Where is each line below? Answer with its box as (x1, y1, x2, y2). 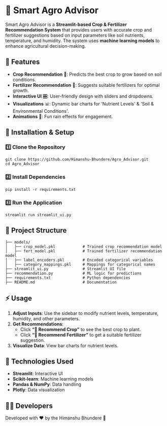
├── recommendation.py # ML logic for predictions (5, 271, 142, 276)
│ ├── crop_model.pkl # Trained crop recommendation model (5, 244, 162, 249)
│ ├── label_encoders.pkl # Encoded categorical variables (5, 257, 153, 263)
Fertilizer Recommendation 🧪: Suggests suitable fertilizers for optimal (12, 82, 160, 88)
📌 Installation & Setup (5, 128, 75, 137)
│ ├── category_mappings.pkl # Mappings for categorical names (5, 261, 156, 267)
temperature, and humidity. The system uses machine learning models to (5, 38, 160, 44)
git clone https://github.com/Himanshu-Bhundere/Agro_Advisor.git (5, 157, 149, 162)
